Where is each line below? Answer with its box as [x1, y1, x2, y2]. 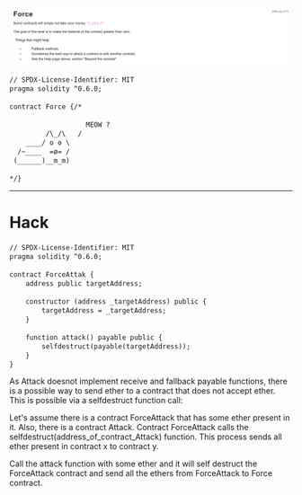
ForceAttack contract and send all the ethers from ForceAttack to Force [9, 467, 272, 478]
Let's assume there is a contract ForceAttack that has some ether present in [9, 411, 290, 423]
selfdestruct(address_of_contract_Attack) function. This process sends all [9, 431, 282, 442]
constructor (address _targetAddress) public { [25, 296, 207, 306]
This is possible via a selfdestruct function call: [9, 394, 183, 405]
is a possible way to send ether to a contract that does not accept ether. [9, 385, 276, 396]
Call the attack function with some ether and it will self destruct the [9, 458, 258, 469]
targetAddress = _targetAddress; [41, 305, 167, 315]
